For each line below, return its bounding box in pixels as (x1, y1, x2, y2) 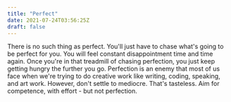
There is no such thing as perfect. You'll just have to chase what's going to (7, 43, 224, 51)
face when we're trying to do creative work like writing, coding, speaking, (7, 72, 220, 80)
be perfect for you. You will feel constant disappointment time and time (7, 50, 213, 58)
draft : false (7, 23, 46, 30)
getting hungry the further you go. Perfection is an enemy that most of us (7, 64, 220, 73)
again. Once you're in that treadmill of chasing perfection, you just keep (7, 57, 216, 66)
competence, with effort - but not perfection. (7, 87, 137, 95)
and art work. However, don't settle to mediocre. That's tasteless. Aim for (7, 80, 220, 88)
